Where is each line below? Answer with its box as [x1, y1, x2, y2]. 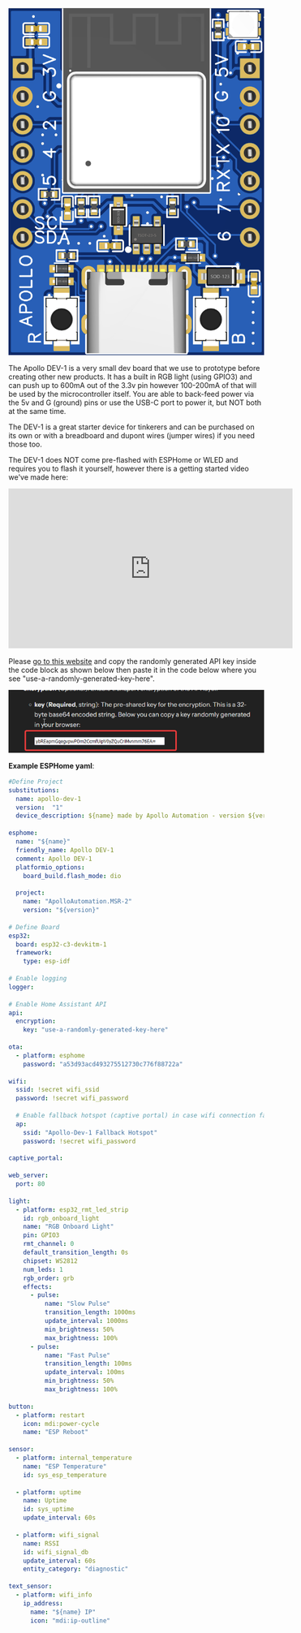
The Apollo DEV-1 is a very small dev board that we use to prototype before [8, 364, 260, 373]
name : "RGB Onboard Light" [23, 1222, 114, 1231]
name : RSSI [23, 1539, 60, 1548]
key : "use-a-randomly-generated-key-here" [23, 1026, 169, 1034]
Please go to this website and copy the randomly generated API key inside [8, 657, 257, 666]
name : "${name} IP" [29, 1608, 96, 1616]
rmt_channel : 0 [23, 1240, 75, 1248]
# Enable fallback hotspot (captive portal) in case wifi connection [15, 1112, 256, 1120]
